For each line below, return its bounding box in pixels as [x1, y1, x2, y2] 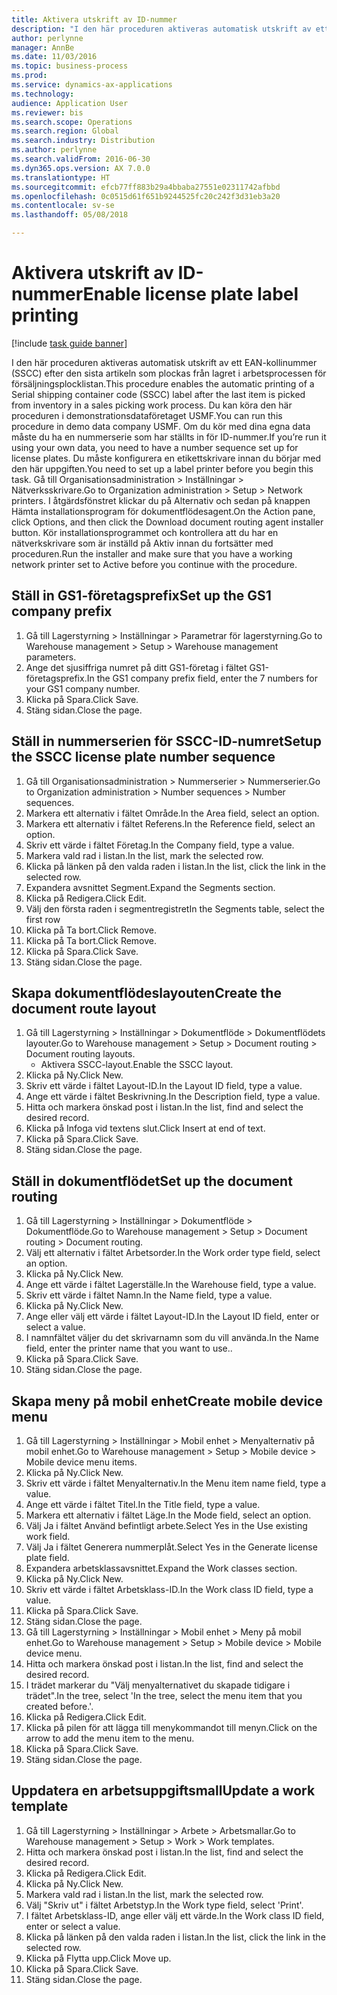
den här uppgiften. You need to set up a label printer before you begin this [11, 462, 314, 475]
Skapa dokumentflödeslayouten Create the [11, 984, 282, 1001]
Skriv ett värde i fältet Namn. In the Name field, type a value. [25, 1289, 273, 1301]
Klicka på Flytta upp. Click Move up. [25, 1952, 172, 1964]
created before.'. [25, 1701, 94, 1712]
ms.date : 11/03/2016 [11, 52, 98, 62]
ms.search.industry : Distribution [11, 136, 156, 146]
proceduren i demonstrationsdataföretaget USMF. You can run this [11, 409, 283, 421]
